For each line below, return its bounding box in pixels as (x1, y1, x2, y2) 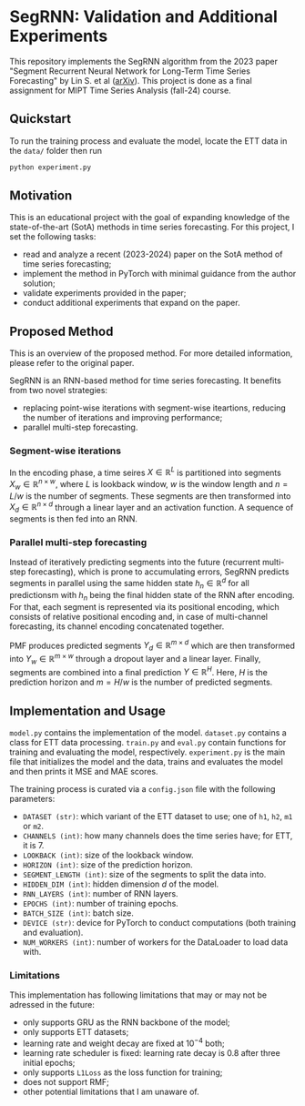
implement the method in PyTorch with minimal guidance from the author (22, 269, 297, 279)
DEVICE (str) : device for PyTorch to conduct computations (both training (22, 918, 297, 928)
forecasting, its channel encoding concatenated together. (9, 621, 225, 632)
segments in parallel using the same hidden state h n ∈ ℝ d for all (9, 576, 250, 591)
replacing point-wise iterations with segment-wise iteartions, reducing (22, 402, 287, 413)
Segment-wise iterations (9, 444, 121, 457)
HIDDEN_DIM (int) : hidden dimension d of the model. (22, 878, 219, 889)
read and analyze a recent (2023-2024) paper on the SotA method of (22, 249, 283, 260)
